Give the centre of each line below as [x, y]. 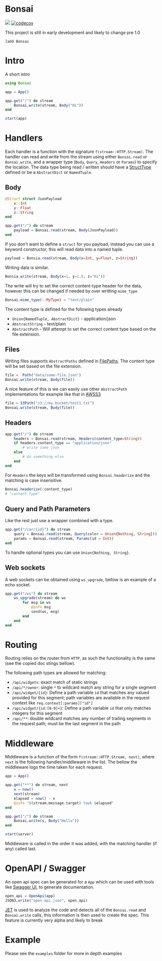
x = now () [24, 790]
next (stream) [27, 794]
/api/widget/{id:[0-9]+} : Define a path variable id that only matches [81, 708]
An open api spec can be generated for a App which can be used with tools [80, 882]
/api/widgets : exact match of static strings [55, 682]
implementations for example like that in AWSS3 [53, 394]
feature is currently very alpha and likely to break [54, 920]
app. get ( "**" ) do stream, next [37, 785]
